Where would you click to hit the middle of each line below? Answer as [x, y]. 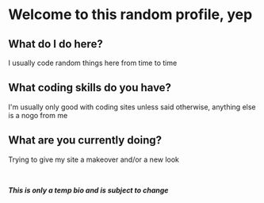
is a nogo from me [38, 115]
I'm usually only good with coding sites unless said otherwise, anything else [132, 107]
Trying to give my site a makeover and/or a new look [94, 159]
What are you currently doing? [85, 140]
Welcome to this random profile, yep [130, 15]
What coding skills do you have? [90, 88]
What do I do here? [55, 44]
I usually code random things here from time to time [93, 63]
